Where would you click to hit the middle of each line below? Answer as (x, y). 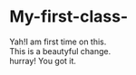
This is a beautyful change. (60, 51)
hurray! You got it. (43, 61)
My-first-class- (69, 17)
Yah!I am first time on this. (58, 42)
